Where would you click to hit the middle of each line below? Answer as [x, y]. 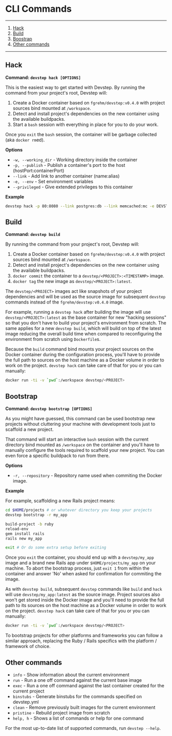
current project [28, 691]
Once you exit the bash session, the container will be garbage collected [81, 134]
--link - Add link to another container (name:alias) [66, 176]
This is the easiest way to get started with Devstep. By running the [75, 87]
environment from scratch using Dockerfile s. [53, 339]
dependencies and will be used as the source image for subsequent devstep [85, 297]
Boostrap [22, 38]
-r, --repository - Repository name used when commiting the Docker [87, 475]
